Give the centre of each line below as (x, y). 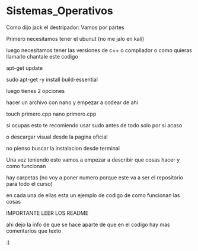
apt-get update (25, 68)
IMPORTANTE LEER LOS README (47, 213)
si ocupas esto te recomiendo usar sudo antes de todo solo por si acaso (94, 125)
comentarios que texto (34, 231)
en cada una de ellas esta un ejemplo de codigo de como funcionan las (93, 195)
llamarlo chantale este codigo (42, 56)
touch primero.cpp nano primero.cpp (51, 114)
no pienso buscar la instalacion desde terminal (63, 148)
